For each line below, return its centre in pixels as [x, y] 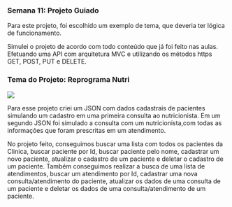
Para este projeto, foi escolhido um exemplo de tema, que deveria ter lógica [116, 26]
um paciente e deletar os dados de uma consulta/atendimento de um [107, 188]
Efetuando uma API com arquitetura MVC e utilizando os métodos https [110, 54]
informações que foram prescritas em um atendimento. [87, 130]
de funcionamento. [34, 33]
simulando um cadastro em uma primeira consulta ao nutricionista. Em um [114, 115]
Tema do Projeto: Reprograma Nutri [68, 80]
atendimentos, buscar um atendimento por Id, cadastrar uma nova [102, 173]
